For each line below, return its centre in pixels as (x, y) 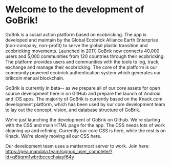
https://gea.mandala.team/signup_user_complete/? (59, 151)
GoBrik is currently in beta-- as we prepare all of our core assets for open (83, 88)
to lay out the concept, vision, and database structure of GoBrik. (73, 110)
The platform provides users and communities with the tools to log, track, (82, 61)
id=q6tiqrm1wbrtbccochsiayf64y (40, 157)
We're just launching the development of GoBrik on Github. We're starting (83, 119)
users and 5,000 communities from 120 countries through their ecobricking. (85, 56)
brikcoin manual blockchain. (35, 78)
